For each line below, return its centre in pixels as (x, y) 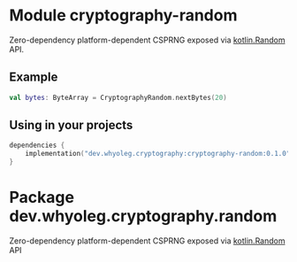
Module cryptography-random (123, 15)
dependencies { (37, 146)
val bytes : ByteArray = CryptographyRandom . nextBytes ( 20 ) (118, 97)
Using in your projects (71, 125)
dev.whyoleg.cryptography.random (143, 216)
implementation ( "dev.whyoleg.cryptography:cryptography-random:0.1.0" (158, 154)
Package (42, 198)
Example (34, 77)
